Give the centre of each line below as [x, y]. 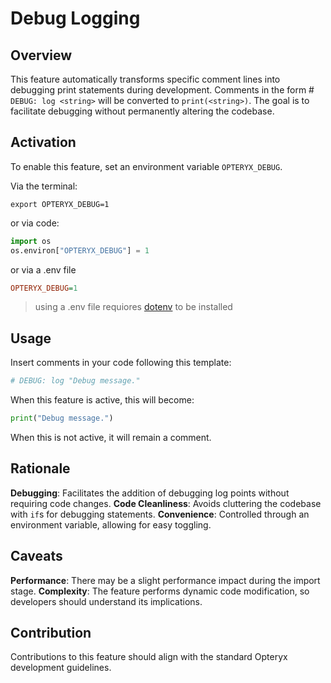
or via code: [35, 223]
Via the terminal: [44, 186]
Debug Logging [75, 18]
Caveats [36, 556]
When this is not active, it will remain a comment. [111, 437]
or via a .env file [43, 269]
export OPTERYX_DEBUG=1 [60, 204]
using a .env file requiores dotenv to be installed [133, 307]
